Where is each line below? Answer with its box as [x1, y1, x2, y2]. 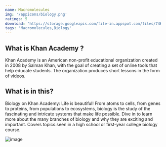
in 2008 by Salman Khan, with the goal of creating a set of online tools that [5, 62, 157, 68]
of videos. [5, 73, 26, 79]
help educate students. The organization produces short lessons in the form [5, 67, 160, 73]
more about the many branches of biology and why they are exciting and [5, 116, 153, 122]
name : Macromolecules [5, 7, 50, 12]
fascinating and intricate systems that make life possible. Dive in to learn [5, 111, 153, 117]
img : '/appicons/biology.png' [5, 12, 68, 17]
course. [5, 127, 21, 133]
